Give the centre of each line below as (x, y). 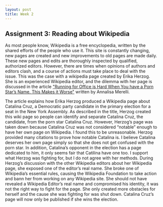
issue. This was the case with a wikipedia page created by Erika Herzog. (78, 76)
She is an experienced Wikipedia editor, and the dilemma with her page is (79, 82)
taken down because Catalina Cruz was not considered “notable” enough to (81, 127)
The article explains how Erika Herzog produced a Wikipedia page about (78, 101)
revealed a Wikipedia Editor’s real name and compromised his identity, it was (82, 184)
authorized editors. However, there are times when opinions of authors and (80, 66)
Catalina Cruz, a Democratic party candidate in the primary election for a (78, 106)
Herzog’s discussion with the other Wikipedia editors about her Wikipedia (79, 163)
